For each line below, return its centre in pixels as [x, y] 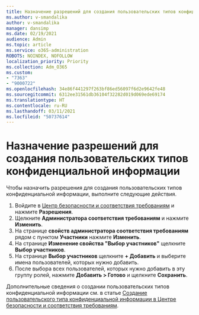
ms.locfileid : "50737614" [38, 116]
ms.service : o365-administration [47, 51]
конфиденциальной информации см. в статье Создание [77, 293]
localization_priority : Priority [47, 61]
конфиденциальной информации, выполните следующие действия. [92, 194]
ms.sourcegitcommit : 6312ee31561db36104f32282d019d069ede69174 [86, 94]
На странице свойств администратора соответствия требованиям [101, 231]
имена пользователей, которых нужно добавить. [77, 263]
